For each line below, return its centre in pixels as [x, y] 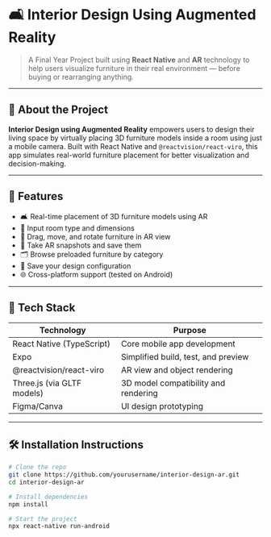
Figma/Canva [38, 406]
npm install [28, 504]
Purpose [190, 331]
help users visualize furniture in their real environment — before [134, 68]
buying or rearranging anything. [81, 77]
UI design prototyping [162, 406]
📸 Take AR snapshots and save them [81, 245]
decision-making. [38, 163]
